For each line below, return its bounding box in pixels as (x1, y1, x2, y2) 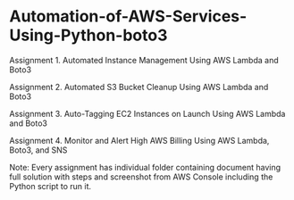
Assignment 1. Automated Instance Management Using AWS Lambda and (9, 54, 279, 65)
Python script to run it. (9, 180, 92, 191)
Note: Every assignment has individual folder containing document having (9, 162, 281, 172)
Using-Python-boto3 (9, 25, 168, 46)
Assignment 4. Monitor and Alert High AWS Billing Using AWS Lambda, (9, 135, 270, 146)
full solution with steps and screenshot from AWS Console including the (9, 171, 273, 182)
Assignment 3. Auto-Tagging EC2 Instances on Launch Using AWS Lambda (9, 108, 286, 119)
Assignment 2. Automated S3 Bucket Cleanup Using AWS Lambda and (9, 81, 269, 92)
